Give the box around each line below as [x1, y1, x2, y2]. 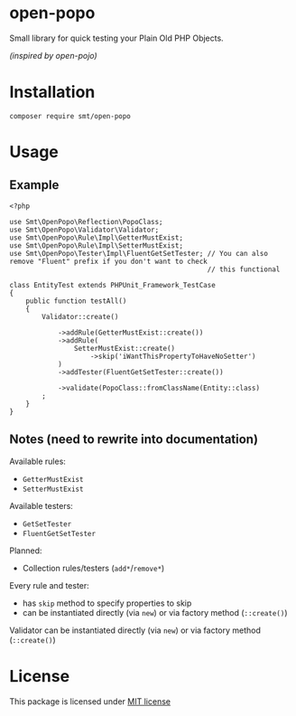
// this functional [207, 265, 281, 274]
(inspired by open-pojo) [9, 50, 97, 61]
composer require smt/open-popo [9, 111, 131, 120]
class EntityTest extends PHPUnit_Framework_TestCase [9, 280, 217, 289]
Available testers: [9, 500, 74, 511]
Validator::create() [42, 312, 119, 321]
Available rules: [9, 456, 66, 466]
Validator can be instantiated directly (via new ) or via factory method [9, 625, 262, 636]
